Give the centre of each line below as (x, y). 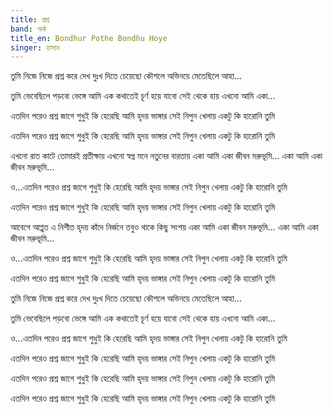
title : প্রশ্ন (30, 19)
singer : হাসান (35, 47)
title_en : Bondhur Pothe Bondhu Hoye (89, 38)
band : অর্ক (28, 29)
